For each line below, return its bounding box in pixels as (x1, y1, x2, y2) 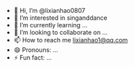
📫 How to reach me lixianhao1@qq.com (13, 36, 128, 44)
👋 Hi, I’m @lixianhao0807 (13, 7, 85, 14)
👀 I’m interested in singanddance (13, 14, 108, 22)
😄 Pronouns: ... (13, 46, 59, 54)
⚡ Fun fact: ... (13, 53, 52, 62)
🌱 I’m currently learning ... (13, 21, 88, 29)
